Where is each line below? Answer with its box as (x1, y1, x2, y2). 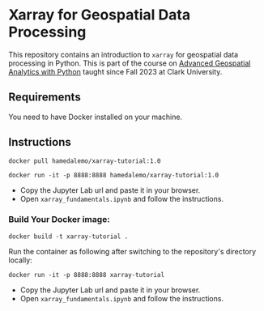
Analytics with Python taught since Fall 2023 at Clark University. (8, 66, 223, 76)
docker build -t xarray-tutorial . (8, 232, 129, 241)
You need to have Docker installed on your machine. (8, 112, 183, 121)
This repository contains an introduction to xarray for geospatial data (8, 49, 239, 59)
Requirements (8, 91, 81, 104)
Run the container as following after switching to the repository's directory (8, 246, 257, 256)
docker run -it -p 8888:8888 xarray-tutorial (8, 271, 164, 279)
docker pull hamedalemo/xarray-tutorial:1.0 (8, 156, 161, 165)
